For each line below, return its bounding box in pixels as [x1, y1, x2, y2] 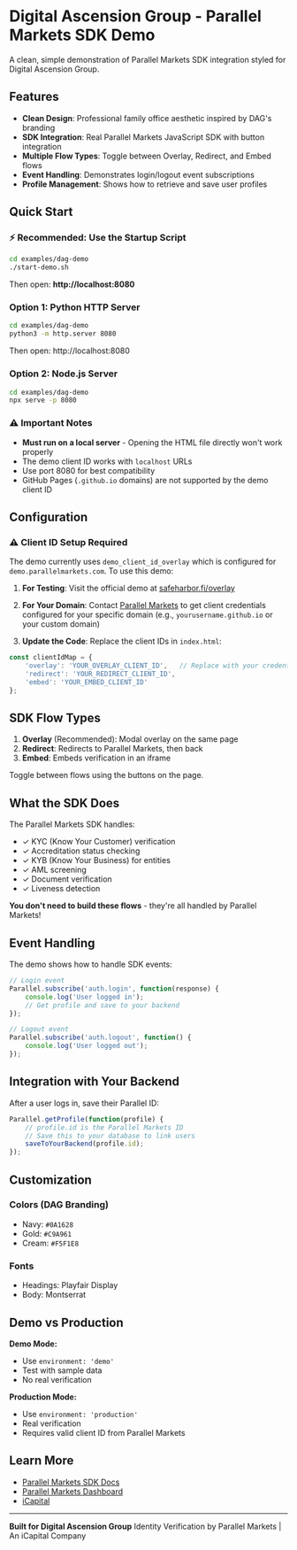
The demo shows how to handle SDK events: [9, 959, 172, 970]
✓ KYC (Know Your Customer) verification [21, 837, 176, 847]
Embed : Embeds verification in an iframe [21, 752, 171, 763]
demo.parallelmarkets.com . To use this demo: [9, 566, 174, 576]
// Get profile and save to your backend [25, 1000, 179, 1010]
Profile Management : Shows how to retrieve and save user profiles [21, 179, 268, 189]
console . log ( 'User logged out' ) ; [25, 1042, 148, 1051]
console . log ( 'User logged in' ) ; [25, 992, 144, 1001]
